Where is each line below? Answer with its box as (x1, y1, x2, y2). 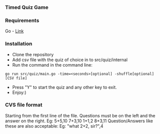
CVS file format (5, 102, 43, 109)
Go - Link (5, 28, 24, 34)
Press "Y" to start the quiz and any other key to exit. (12, 84, 117, 90)
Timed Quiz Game (5, 4, 49, 11)
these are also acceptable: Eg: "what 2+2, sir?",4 (5, 123, 104, 129)
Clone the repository (12, 51, 54, 57)
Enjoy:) (12, 89, 27, 95)
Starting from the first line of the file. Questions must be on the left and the (5, 112, 156, 118)
